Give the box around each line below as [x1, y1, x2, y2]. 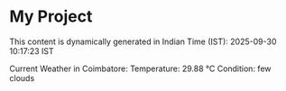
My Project [9, 6, 93, 27]
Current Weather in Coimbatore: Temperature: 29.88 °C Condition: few [9, 63, 272, 74]
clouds [9, 72, 35, 83]
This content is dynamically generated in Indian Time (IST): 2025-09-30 [9, 36, 277, 47]
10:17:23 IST [9, 45, 54, 56]
